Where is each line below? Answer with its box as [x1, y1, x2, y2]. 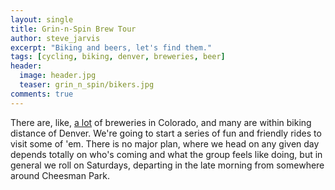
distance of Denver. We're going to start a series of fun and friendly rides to [10, 127, 322, 139]
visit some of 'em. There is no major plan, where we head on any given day [10, 137, 320, 150]
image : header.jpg [19, 71, 97, 81]
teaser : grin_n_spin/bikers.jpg [19, 80, 155, 90]
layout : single [10, 14, 74, 25]
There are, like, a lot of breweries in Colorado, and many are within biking [10, 116, 312, 128]
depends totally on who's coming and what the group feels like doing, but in [10, 148, 323, 160]
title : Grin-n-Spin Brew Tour [10, 24, 137, 34]
